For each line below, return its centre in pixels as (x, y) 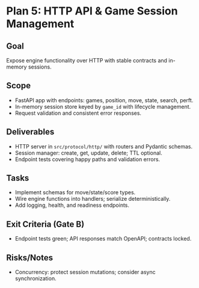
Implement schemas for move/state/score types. (75, 192)
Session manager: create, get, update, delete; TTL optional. (88, 153)
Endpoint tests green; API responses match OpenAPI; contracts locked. (103, 239)
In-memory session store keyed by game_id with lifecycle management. (103, 106)
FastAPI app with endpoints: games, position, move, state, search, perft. (104, 100)
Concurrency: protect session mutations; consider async (85, 272)
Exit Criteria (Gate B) (45, 224)
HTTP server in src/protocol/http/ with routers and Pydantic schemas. (104, 146)
